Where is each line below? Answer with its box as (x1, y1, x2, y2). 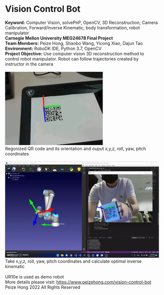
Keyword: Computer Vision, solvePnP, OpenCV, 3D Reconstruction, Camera (5, 20, 158, 25)
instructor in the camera (5, 61, 54, 67)
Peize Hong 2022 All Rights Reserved (5, 284, 81, 290)
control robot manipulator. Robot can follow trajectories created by (5, 56, 139, 62)
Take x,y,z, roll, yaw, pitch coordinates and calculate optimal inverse (5, 258, 142, 264)
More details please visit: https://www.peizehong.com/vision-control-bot (5, 279, 151, 285)
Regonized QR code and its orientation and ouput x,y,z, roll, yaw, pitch (5, 146, 146, 151)
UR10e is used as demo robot (5, 274, 64, 279)
